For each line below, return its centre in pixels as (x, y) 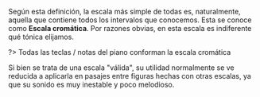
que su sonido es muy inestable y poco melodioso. (91, 84)
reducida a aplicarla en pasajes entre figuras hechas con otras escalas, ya (130, 76)
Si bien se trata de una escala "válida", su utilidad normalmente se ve (121, 68)
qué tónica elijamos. (41, 37)
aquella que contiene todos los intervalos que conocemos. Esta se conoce (130, 20)
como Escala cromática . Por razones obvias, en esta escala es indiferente (130, 28)
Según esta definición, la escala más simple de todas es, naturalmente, (124, 12)
